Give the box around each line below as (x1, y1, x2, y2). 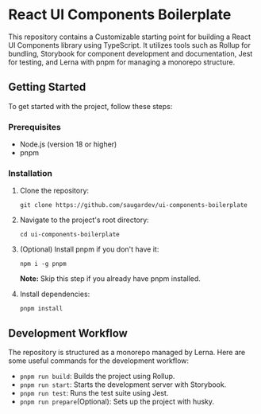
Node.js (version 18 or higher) (19, 139, 117, 149)
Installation (8, 167, 53, 178)
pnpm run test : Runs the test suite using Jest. (19, 389, 169, 398)
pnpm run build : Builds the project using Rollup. (19, 372, 175, 381)
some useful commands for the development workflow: (8, 356, 189, 365)
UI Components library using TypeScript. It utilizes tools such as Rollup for (8, 40, 251, 49)
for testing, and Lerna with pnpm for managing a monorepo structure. (8, 57, 236, 67)
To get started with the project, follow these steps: (8, 101, 173, 111)
